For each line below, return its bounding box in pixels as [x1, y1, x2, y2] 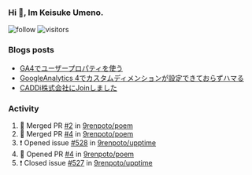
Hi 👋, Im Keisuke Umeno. [8, 7, 104, 18]
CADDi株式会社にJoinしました [19, 82, 118, 93]
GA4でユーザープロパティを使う [19, 63, 124, 73]
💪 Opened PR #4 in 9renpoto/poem [19, 149, 135, 159]
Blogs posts [8, 45, 55, 56]
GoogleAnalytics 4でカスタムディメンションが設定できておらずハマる [19, 73, 244, 82]
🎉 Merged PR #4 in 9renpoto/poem [19, 129, 134, 138]
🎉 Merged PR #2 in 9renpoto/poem [19, 121, 134, 130]
